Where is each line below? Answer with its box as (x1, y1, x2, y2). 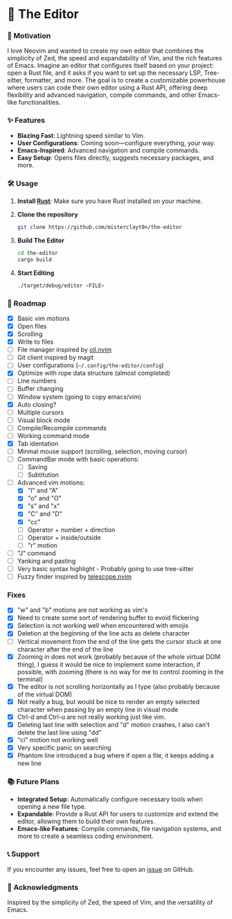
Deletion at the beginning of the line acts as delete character (17, 629, 190, 638)
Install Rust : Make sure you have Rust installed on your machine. (17, 197, 203, 205)
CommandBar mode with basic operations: (17, 455, 140, 463)
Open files (17, 322, 47, 330)
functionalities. (18, 98, 61, 107)
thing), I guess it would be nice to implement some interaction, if (17, 660, 201, 668)
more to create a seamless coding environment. (17, 832, 154, 841)
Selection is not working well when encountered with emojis (17, 622, 189, 630)
